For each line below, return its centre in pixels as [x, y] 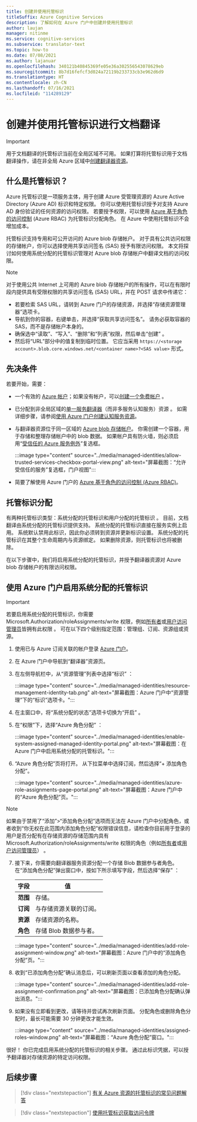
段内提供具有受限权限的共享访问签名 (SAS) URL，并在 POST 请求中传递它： [97, 291]
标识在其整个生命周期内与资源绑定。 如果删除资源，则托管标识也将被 [94, 540]
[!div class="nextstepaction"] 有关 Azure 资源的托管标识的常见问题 [101, 1093]
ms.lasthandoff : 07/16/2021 [40, 88]
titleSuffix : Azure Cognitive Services [55, 17]
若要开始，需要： [27, 384]
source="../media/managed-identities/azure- [128, 782]
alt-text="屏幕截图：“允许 [156, 462]
